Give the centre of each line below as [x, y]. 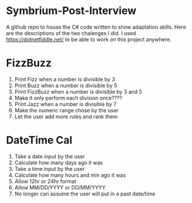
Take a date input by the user [50, 156]
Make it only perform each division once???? [68, 98]
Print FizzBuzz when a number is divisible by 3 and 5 [78, 91]
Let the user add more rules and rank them [66, 116]
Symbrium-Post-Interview [71, 11]
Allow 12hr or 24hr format [45, 181]
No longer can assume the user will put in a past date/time [85, 194]
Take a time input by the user [49, 168]
